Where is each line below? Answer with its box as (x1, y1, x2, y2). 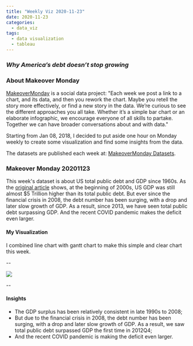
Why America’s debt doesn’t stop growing (6, 60, 129, 69)
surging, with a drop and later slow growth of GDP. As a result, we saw (14, 320, 185, 327)
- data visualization (11, 36, 64, 42)
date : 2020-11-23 (6, 14, 49, 20)
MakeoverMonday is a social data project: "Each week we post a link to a (6, 90, 182, 97)
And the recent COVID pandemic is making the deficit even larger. (14, 333, 174, 340)
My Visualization (6, 228, 48, 235)
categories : (6, 19, 35, 25)
